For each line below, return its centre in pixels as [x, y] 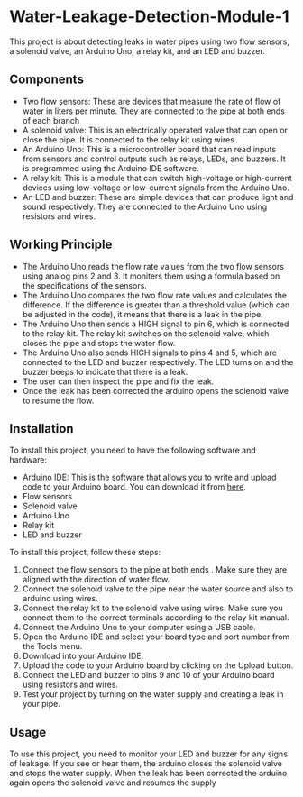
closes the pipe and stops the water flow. [99, 343]
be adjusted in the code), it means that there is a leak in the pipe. [142, 314]
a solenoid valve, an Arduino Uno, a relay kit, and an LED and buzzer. [138, 50]
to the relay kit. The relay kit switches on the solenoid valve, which [146, 333]
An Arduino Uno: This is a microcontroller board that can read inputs [149, 149]
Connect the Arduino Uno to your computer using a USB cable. [139, 628]
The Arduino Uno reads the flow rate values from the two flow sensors [153, 266]
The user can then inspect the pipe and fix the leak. [118, 381]
